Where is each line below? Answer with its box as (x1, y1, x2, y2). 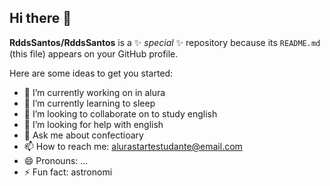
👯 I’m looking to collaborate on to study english (23, 107, 218, 120)
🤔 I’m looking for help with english (23, 118, 164, 130)
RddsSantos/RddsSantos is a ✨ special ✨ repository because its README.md (9, 36, 321, 48)
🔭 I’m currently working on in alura (23, 86, 166, 98)
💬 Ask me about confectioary (23, 129, 144, 141)
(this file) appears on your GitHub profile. (9, 47, 179, 60)
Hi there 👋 (9, 10, 72, 27)
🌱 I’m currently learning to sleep (23, 97, 156, 109)
